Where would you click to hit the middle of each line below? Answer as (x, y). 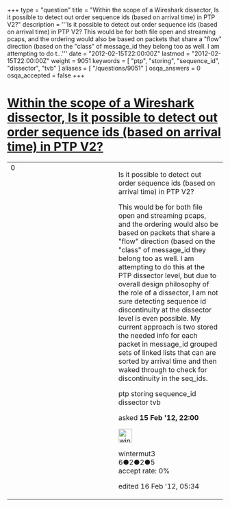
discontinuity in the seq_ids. (163, 378)
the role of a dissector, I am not (168, 293)
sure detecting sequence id (163, 301)
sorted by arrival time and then (168, 361)
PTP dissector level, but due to (168, 275)
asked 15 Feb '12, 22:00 (159, 417)
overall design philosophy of (164, 284)
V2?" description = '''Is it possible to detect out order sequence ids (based (112, 24)
